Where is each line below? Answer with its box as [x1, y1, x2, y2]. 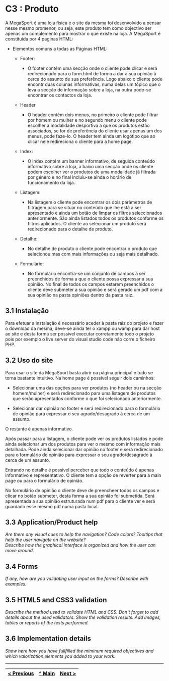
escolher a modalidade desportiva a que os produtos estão [27, 122, 150, 128]
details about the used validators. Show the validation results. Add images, [5, 614, 161, 620]
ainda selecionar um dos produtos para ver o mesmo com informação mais [5, 441, 161, 447]
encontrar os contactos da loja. [27, 92, 92, 98]
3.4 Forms [5, 562, 38, 571]
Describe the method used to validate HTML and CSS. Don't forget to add [5, 609, 158, 615]
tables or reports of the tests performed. [5, 620, 89, 625]
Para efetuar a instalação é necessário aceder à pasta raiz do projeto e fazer [5, 320, 164, 326]
